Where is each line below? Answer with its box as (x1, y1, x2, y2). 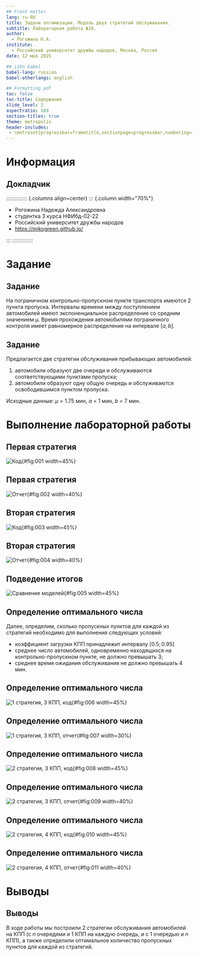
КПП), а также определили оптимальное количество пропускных (6, 936, 172, 944)
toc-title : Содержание (6, 96, 62, 103)
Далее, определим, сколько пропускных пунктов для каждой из (6, 623, 169, 629)
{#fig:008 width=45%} (72, 765, 129, 772)
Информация (6, 155, 76, 169)
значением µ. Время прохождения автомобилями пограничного (6, 316, 169, 323)
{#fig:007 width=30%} (76, 732, 132, 739)
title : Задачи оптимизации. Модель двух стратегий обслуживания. (6, 20, 171, 26)
